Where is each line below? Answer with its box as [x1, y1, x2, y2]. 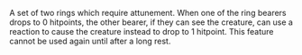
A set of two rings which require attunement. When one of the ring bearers [9, 8, 287, 18]
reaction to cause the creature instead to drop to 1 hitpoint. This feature [9, 27, 274, 36]
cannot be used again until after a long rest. [9, 35, 171, 46]
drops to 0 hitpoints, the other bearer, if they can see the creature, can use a [9, 17, 293, 27]
